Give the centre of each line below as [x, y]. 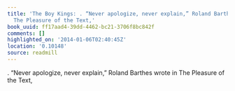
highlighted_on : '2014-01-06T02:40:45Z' [67, 40]
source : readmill [33, 53]
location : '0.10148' [37, 46]
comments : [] [26, 33]
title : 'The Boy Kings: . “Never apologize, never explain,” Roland [109, 14]
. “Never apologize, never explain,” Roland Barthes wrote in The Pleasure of [116, 72]
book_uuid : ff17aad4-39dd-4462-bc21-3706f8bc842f [81, 27]
